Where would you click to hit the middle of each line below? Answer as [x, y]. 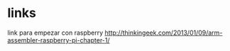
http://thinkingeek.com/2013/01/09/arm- [164, 33]
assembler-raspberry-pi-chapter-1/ [59, 40]
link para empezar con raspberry [55, 33]
